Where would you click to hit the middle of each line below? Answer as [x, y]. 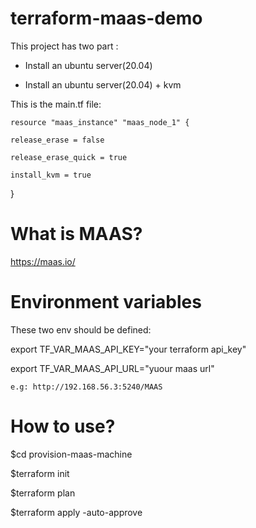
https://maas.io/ [43, 261]
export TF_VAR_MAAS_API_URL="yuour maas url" [112, 368]
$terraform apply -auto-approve [76, 512]
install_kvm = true [51, 175]
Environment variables [106, 302]
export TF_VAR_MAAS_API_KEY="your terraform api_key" [128, 349]
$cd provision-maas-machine [71, 454]
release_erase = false [57, 140]
